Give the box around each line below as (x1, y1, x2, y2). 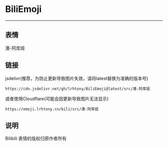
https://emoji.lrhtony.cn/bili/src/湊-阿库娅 (5, 106, 99, 111)
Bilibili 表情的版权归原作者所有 (5, 135, 67, 141)
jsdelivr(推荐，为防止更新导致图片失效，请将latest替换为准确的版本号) (5, 75, 148, 81)
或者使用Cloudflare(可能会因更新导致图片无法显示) (5, 95, 109, 101)
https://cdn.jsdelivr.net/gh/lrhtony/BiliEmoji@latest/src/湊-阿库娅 (5, 86, 150, 91)
